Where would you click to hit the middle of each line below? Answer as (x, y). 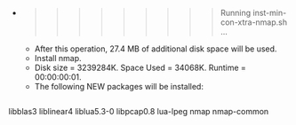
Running (236, 13)
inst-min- (269, 13)
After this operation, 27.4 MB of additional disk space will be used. (156, 49)
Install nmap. (58, 58)
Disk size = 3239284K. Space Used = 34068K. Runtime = (140, 67)
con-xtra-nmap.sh (254, 22)
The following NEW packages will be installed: (119, 86)
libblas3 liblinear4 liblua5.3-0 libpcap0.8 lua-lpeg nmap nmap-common (139, 111)
